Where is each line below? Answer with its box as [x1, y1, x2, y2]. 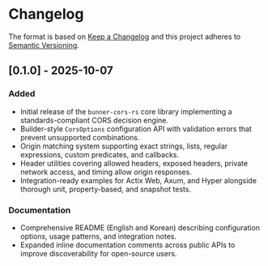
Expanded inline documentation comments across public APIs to [19, 240, 236, 250]
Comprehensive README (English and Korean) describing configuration [19, 222, 261, 232]
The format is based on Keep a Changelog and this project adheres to [8, 32, 241, 41]
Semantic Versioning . [8, 40, 79, 49]
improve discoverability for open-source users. [19, 248, 177, 258]
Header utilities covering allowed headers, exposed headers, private [19, 158, 249, 168]
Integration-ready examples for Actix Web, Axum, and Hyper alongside [19, 175, 257, 185]
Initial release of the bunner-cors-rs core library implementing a [19, 106, 232, 116]
